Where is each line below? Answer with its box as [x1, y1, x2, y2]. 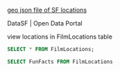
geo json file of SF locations [7, 6, 87, 14]
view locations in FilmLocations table [7, 32, 113, 41]
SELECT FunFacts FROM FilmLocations [7, 58, 113, 65]
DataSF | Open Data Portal [7, 19, 83, 27]
